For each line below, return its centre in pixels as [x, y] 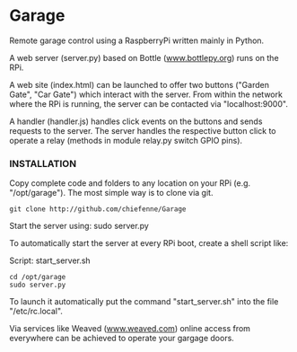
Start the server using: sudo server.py [79, 226]
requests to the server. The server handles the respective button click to [143, 130]
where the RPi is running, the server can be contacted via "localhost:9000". [149, 103]
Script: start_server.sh [50, 260]
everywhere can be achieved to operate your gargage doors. [122, 339]
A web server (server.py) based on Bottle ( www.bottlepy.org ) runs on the [144, 57]
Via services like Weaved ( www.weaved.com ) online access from [130, 329]
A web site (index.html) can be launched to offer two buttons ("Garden [139, 84]
